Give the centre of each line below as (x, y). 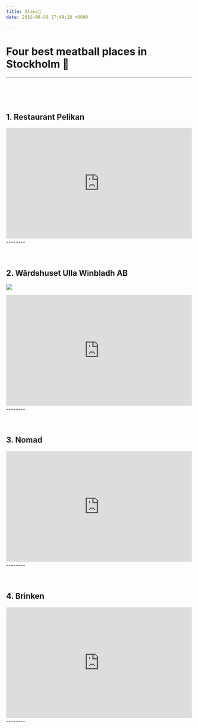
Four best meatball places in (77, 51)
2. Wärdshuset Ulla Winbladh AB (67, 273)
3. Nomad (24, 440)
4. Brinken (25, 596)
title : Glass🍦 (24, 12)
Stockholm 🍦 (38, 64)
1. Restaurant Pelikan (45, 117)
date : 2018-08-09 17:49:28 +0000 (47, 17)
